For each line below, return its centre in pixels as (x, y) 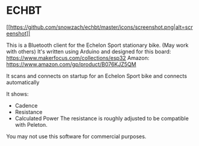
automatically (23, 82)
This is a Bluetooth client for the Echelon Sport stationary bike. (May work (97, 45)
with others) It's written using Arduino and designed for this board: (89, 51)
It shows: (17, 94)
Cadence (26, 105)
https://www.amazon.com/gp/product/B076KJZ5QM (71, 64)
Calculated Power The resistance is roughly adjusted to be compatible (102, 118)
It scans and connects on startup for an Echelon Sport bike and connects (97, 76)
